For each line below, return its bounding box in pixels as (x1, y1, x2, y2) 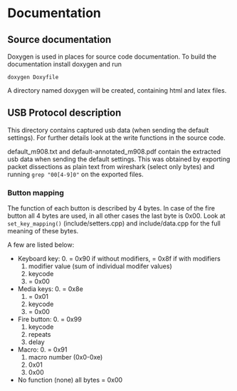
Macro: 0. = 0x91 (17, 345, 68, 354)
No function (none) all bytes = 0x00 (17, 376, 123, 385)
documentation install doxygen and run (7, 60, 122, 68)
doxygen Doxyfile (7, 73, 59, 81)
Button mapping (7, 188, 64, 198)
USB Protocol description (7, 107, 122, 119)
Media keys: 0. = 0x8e (17, 285, 83, 293)
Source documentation (7, 34, 112, 46)
